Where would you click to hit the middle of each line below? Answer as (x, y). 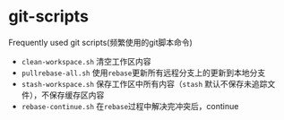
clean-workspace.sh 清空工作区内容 (86, 61)
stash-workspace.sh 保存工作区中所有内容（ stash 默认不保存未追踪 (144, 83)
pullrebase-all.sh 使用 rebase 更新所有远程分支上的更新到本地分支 (143, 73)
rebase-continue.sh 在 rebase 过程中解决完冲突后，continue (130, 106)
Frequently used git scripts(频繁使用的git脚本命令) (101, 42)
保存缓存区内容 (77, 95)
